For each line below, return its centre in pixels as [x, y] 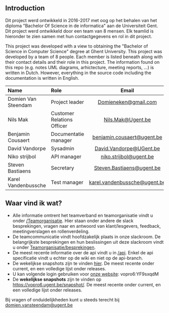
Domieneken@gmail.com [127, 102]
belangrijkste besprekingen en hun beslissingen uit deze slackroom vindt [88, 242]
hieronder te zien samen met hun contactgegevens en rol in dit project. [79, 36]
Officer [59, 126]
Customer [63, 113]
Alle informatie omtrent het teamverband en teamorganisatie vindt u [83, 215]
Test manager [67, 182]
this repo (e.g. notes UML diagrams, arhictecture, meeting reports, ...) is [80, 67]
